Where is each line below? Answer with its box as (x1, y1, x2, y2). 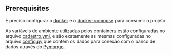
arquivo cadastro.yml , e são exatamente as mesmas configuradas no (5, 33, 151, 39)
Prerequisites (5, 4, 49, 13)
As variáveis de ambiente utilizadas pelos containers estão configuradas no (5, 28, 165, 34)
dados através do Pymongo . (5, 43, 65, 50)
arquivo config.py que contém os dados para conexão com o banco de (5, 38, 156, 44)
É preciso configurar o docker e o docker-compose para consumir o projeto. (5, 17, 167, 23)
